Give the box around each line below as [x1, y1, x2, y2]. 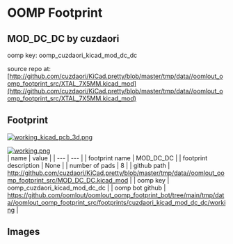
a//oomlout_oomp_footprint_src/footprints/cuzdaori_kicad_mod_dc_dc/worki [7, 198, 226, 206]
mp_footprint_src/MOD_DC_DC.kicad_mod [7, 176, 129, 184]
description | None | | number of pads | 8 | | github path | [7, 161, 170, 169]
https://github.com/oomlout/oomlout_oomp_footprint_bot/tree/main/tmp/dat [7, 190, 225, 199]
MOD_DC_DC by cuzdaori [7, 33, 120, 45]
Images [7, 226, 40, 238]
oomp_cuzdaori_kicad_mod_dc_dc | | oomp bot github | [7, 183, 166, 192]
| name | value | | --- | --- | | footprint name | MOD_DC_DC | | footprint [7, 153, 208, 162]
